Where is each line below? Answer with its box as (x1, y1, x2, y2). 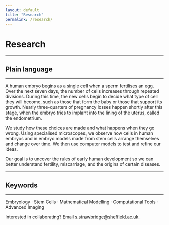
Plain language (5, 65, 53, 73)
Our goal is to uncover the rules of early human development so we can (5, 156, 154, 162)
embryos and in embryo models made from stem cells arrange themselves (5, 136, 159, 142)
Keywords (5, 181, 38, 189)
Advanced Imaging (5, 204, 44, 210)
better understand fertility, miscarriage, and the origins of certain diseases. (5, 161, 161, 167)
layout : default (5, 7, 39, 13)
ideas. (5, 146, 18, 152)
